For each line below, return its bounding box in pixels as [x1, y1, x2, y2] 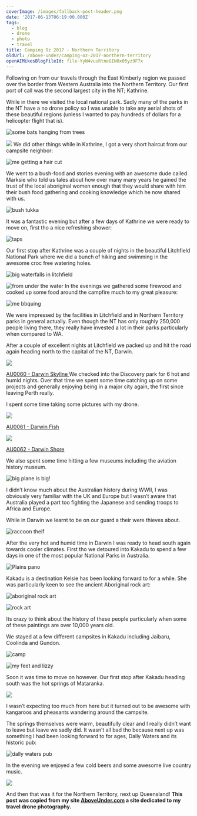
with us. [6, 195, 25, 202]
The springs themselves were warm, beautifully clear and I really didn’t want [6, 720, 191, 727]
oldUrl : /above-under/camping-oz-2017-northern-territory [6, 53, 151, 58]
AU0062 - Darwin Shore [6, 445, 65, 453]
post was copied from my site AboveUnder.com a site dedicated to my [6, 797, 181, 804]
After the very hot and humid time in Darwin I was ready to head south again [6, 539, 191, 546]
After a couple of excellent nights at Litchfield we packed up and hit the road [6, 342, 192, 349]
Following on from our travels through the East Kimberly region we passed [6, 74, 186, 81]
